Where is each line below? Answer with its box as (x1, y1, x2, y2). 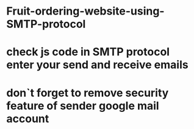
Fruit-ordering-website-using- (6, 4, 165, 18)
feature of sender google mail (6, 99, 160, 113)
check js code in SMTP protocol (6, 45, 170, 59)
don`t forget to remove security (6, 86, 169, 100)
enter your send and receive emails (6, 58, 189, 72)
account (6, 111, 49, 125)
